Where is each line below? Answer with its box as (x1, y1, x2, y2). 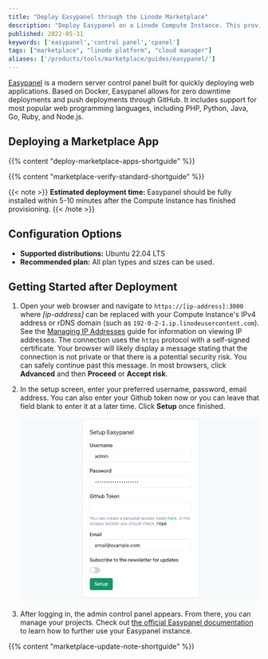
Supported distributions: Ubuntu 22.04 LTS (19, 248, 166, 258)
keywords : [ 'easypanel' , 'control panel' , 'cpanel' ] (8, 38, 180, 46)
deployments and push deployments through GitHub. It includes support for (8, 95, 257, 104)
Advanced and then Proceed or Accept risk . (19, 369, 168, 379)
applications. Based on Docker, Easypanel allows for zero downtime (8, 86, 231, 96)
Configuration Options (8, 228, 122, 241)
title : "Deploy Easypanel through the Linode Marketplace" (8, 13, 209, 21)
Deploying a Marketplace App (8, 135, 160, 149)
